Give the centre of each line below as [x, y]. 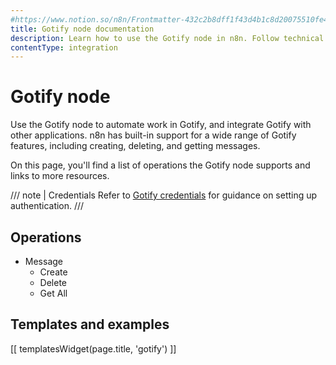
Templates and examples [90, 324]
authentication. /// [47, 206]
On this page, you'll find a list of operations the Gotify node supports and [160, 165]
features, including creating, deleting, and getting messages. [135, 146]
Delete [53, 282]
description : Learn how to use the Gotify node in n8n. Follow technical [167, 38]
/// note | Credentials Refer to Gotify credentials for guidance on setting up [164, 195]
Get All [53, 293]
